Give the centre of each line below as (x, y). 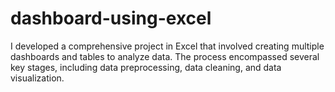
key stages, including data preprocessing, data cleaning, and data (146, 67)
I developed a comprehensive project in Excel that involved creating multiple (167, 46)
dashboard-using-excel (111, 18)
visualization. (37, 78)
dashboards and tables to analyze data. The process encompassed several (165, 56)
